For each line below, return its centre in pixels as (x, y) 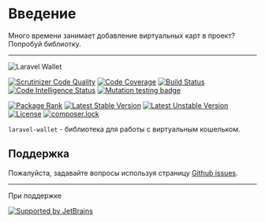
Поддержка (39, 154)
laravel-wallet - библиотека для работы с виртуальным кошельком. (124, 129)
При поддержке (35, 195)
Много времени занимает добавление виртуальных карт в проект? (121, 35)
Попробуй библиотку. (45, 43)
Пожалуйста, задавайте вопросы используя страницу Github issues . (123, 173)
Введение (42, 14)
